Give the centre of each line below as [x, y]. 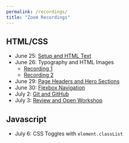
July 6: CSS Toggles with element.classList [69, 134]
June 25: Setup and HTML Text [53, 56]
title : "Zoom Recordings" [38, 17]
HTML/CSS [27, 42]
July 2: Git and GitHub [42, 94]
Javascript [26, 119]
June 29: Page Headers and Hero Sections [67, 81]
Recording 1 [38, 69]
